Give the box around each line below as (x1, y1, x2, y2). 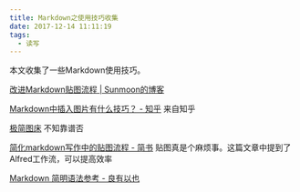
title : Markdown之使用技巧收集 (9, 13, 119, 23)
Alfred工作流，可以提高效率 (9, 154, 113, 165)
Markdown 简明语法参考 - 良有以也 (9, 173, 140, 184)
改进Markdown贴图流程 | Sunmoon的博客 (9, 84, 165, 96)
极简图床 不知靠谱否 (9, 123, 84, 134)
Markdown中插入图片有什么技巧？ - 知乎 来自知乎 (9, 104, 196, 115)
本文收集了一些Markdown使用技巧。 (9, 65, 146, 76)
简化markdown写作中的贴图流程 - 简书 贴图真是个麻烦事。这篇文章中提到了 (9, 142, 292, 153)
